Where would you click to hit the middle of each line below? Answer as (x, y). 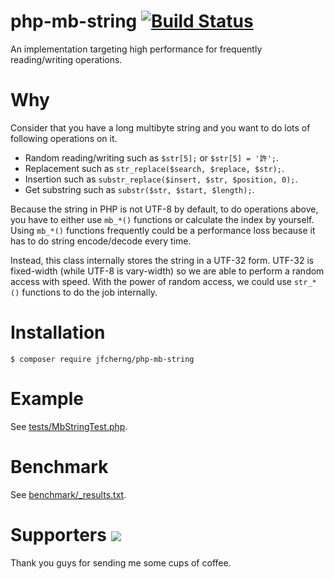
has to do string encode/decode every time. (101, 241)
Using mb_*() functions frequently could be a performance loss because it (163, 230)
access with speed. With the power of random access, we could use (151, 281)
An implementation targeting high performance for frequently (136, 49)
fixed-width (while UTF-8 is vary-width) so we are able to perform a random (167, 271)
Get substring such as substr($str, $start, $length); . (139, 189)
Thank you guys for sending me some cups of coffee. (121, 562)
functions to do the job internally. (89, 292)
